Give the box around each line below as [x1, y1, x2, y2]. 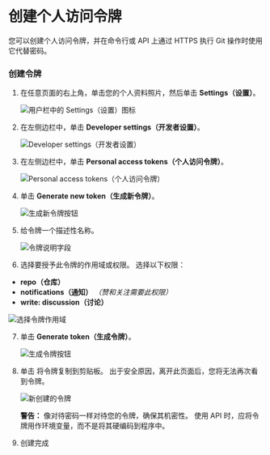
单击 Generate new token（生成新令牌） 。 [19, 191, 159, 201]
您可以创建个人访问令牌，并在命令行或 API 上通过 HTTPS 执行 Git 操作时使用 [8, 36, 263, 45]
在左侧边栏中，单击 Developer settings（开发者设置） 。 [19, 122, 205, 132]
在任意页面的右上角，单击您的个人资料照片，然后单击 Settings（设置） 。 [19, 88, 260, 98]
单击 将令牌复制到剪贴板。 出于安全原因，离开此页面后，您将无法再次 [19, 366, 251, 376]
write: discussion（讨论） [19, 297, 108, 308]
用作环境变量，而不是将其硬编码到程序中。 [27, 421, 170, 431]
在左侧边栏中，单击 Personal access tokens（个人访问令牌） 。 [19, 157, 229, 167]
